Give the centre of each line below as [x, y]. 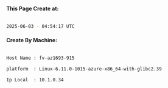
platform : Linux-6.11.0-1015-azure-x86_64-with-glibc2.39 [84, 69]
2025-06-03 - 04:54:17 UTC [40, 27]
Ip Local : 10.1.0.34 [35, 80]
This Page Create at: [33, 8]
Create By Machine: [32, 40]
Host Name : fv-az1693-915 [40, 58]
